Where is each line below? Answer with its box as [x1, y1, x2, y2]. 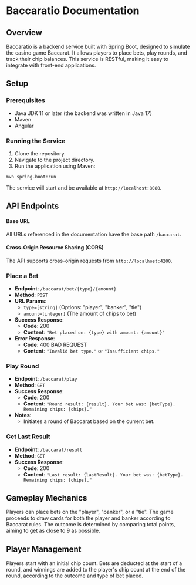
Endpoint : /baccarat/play [14, 376, 77, 383]
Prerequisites [6, 96, 45, 104]
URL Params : [14, 297, 47, 305]
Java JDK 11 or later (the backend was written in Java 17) [14, 110, 153, 117]
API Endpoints [6, 201, 59, 211]
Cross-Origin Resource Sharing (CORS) [6, 244, 104, 251]
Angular [14, 122, 34, 129]
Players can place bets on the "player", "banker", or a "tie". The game [6, 509, 174, 516]
